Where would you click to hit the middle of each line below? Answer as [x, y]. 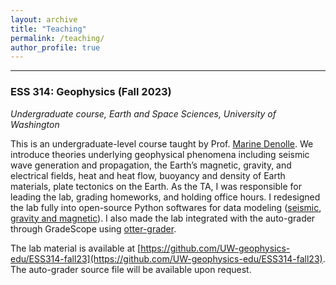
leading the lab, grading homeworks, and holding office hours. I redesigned [165, 197]
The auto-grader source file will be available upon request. [131, 269]
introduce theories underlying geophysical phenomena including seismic [160, 154]
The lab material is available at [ [76, 248]
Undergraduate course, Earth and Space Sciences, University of [143, 113]
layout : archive [44, 19]
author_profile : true [55, 47]
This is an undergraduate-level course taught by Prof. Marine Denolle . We [162, 143]
